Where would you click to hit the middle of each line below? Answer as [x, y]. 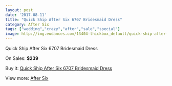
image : [12, 34]
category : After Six [27, 24]
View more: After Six [27, 78]
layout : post [19, 10]
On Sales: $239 [22, 58]
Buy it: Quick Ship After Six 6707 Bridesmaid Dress [59, 68]
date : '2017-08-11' [26, 15]
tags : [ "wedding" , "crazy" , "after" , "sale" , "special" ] [63, 29]
